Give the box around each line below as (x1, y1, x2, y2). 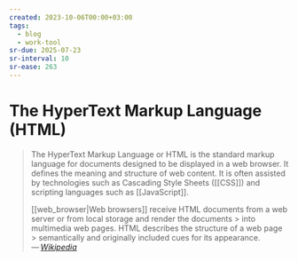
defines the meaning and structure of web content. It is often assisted (30, 168, 286, 178)
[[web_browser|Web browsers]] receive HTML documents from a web (30, 203, 288, 214)
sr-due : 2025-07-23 (9, 46, 82, 55)
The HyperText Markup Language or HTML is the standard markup (30, 148, 275, 160)
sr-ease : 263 (9, 63, 58, 72)
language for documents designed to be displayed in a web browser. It (30, 158, 289, 169)
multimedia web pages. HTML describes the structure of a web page (30, 223, 283, 233)
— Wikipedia (30, 241, 77, 252)
